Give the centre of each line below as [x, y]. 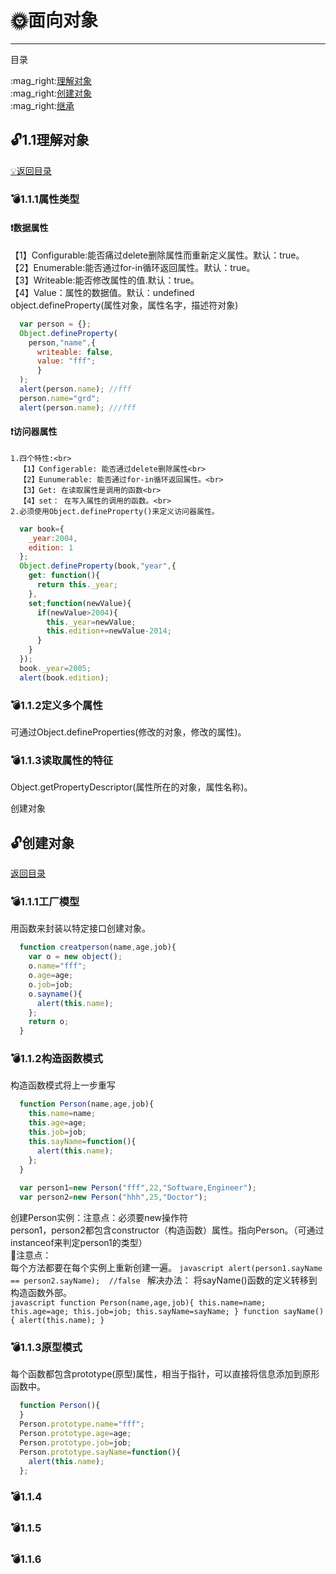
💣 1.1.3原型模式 [46, 1347]
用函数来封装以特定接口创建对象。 [80, 928]
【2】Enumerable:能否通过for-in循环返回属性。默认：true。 [133, 267]
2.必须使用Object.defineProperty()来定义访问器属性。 [115, 511]
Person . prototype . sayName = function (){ [100, 1452]
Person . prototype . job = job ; [75, 1442]
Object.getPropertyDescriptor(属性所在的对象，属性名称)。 [131, 787]
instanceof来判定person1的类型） [79, 1243]
